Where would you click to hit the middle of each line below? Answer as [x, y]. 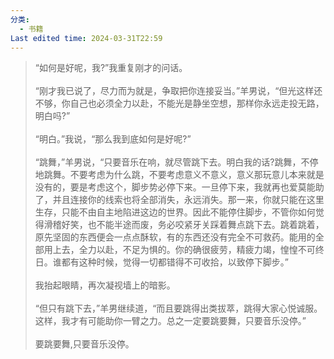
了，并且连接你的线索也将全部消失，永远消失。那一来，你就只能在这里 [179, 200]
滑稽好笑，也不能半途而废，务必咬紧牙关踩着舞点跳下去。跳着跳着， [184, 225]
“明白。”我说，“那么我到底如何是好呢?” [113, 139]
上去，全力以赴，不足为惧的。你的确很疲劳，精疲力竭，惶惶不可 [184, 250]
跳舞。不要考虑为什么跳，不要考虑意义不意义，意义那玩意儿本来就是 [184, 175]
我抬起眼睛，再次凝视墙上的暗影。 [105, 285]
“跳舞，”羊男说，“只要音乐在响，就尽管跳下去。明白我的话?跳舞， [168, 162]
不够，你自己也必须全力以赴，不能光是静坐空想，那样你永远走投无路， [179, 103]
